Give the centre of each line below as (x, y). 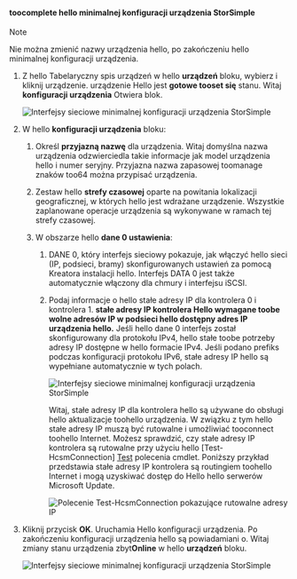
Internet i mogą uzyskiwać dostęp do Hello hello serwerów (156, 476)
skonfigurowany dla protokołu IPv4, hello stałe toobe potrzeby (162, 338)
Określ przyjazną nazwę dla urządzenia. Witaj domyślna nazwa (152, 147)
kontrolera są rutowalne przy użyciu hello (124, 448)
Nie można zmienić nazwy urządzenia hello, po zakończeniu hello (129, 50)
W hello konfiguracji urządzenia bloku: (94, 130)
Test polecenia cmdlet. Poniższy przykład (193, 457)
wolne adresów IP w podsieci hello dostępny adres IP (148, 319)
